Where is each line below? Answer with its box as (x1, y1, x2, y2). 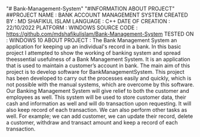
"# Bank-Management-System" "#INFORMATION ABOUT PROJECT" (6, 5, 175, 12)
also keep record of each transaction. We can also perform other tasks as (6, 107, 187, 113)
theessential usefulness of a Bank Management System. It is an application (6, 56, 190, 63)
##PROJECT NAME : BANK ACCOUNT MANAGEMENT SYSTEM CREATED (6, 11, 188, 18)
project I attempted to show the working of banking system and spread (6, 49, 181, 56)
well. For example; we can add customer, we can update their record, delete (6, 113, 193, 120)
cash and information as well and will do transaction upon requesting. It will (6, 100, 192, 107)
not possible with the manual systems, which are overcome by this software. (6, 81, 195, 88)
